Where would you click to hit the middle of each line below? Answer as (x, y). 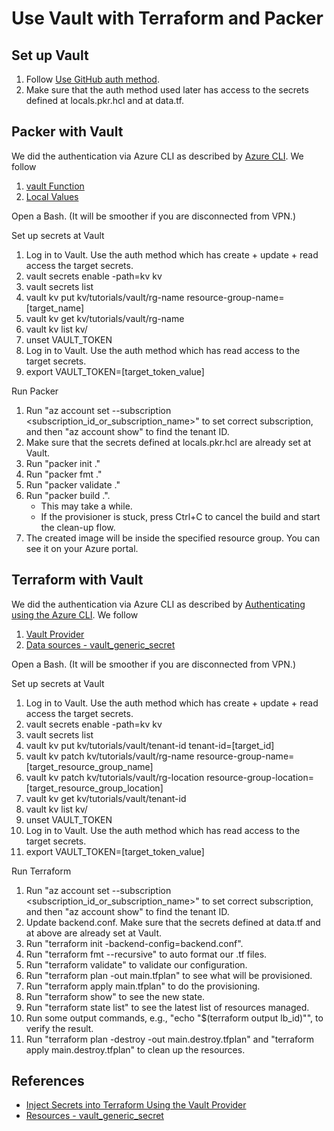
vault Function (55, 186)
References (48, 1081)
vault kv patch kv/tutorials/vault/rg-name (110, 756)
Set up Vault (50, 55)
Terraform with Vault (77, 580)
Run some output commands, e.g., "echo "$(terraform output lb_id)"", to (174, 1018)
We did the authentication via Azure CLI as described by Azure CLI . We (157, 156)
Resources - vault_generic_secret (94, 1116)
